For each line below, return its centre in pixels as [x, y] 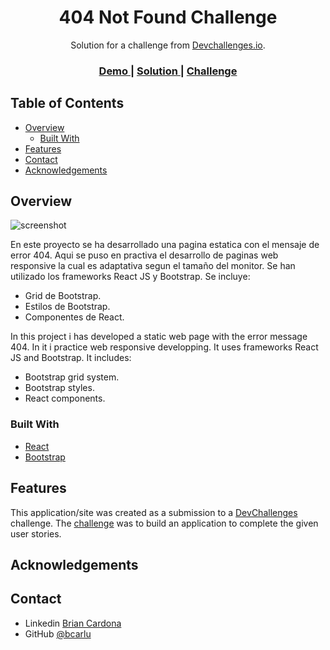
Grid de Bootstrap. [63, 296]
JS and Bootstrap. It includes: [71, 358]
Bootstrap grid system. [72, 377]
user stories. [36, 533]
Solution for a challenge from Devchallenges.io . [168, 45]
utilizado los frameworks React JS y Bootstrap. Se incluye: [130, 277]
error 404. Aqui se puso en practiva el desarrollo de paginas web [144, 255]
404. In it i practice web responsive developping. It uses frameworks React [164, 347]
